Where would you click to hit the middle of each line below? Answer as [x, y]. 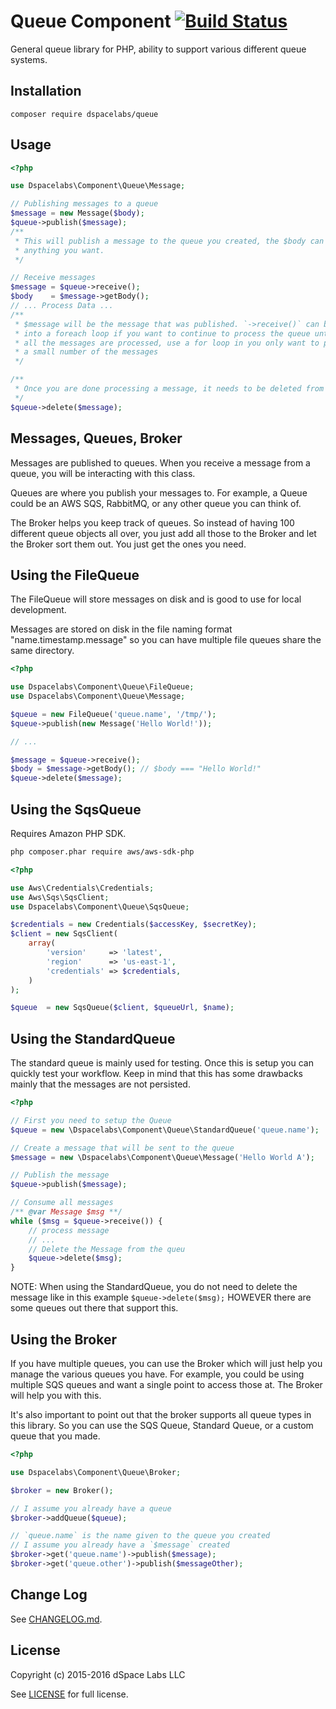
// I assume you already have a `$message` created [120, 1545]
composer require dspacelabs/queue [84, 114]
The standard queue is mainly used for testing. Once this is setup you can [162, 1063]
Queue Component [91, 21]
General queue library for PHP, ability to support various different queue [158, 49]
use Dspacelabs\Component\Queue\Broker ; [96, 1472]
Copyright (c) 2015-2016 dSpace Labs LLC [98, 1674]
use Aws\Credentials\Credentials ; [82, 888]
